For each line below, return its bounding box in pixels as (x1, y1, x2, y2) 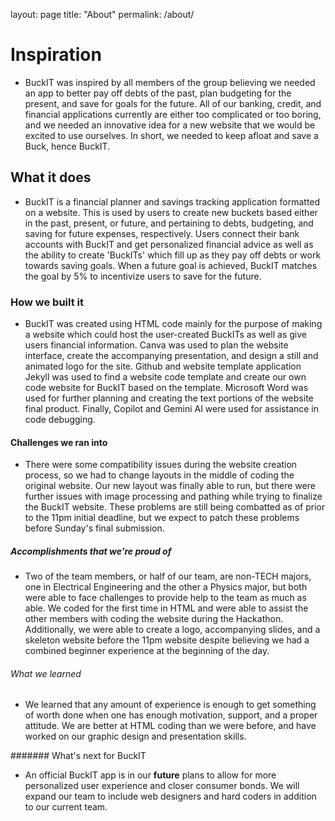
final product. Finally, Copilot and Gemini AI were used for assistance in (24, 403, 320, 415)
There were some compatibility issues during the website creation (24, 459, 298, 471)
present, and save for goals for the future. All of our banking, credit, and (24, 97, 322, 109)
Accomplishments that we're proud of (10, 545, 172, 557)
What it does (10, 169, 92, 186)
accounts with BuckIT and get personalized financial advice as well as (24, 238, 314, 250)
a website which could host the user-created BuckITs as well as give (24, 329, 308, 341)
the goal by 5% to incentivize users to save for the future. (24, 270, 262, 282)
